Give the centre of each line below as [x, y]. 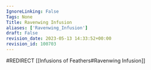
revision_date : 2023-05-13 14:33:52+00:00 [59, 38]
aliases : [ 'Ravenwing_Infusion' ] [47, 28]
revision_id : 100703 [31, 44]
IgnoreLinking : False [33, 11]
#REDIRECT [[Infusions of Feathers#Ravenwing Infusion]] [76, 60]
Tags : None [19, 17]
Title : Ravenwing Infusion [39, 22]
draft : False [22, 33]
